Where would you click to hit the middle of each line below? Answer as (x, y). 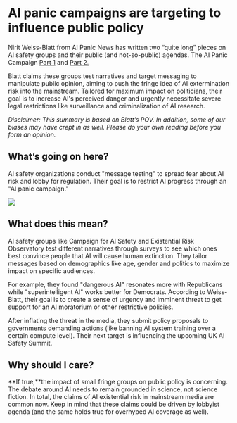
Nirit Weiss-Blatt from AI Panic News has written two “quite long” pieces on (117, 47)
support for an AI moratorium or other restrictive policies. (91, 307)
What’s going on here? (58, 157)
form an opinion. (32, 134)
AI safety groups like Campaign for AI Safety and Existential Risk (101, 241)
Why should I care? (51, 365)
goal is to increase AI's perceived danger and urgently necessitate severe (115, 98)
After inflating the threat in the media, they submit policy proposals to (108, 320)
